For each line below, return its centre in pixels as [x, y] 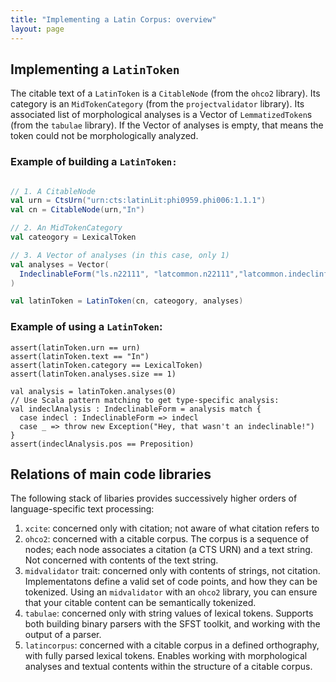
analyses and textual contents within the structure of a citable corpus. [168, 667]
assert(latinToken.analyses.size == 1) [93, 374]
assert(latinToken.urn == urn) [75, 347]
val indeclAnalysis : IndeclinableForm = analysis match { [136, 409]
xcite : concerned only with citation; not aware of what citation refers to [172, 528]
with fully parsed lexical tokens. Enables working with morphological [166, 656]
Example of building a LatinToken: [94, 162]
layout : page [37, 29]
